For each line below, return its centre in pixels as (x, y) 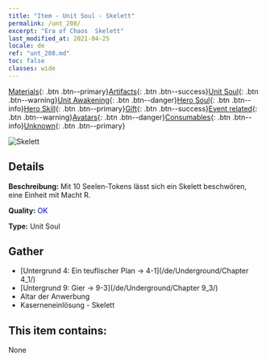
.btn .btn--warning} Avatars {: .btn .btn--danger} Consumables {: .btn (120, 117)
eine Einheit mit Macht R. (50, 195)
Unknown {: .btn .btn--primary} (75, 125)
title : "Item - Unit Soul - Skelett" (72, 16)
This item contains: (58, 331)
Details (26, 167)
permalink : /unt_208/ (45, 23)
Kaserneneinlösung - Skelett (67, 305)
